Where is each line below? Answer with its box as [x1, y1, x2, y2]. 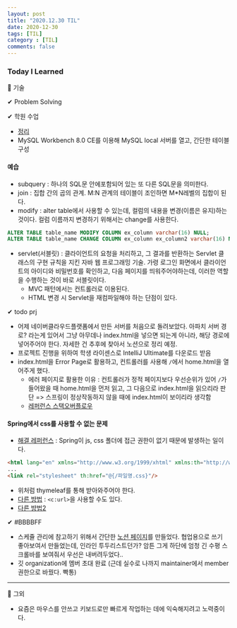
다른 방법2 [17, 504, 47, 513]
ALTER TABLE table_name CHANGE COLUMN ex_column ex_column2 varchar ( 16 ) [7, 235, 226, 243]
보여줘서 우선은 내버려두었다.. [42, 550, 123, 559]
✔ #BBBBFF [7, 518, 42, 527]
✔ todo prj [7, 308, 37, 316]
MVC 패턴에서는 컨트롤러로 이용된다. [28, 284, 129, 293]
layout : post [7, 10, 46, 18]
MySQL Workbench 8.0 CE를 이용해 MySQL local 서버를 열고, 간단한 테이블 [17, 136, 230, 145]
